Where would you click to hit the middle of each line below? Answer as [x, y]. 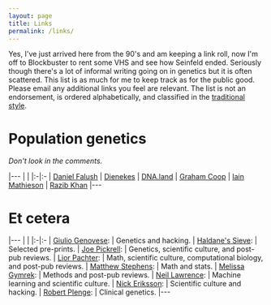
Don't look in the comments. [56, 161]
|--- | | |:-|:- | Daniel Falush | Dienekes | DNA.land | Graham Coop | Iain [127, 177]
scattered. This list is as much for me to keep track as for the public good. [132, 80]
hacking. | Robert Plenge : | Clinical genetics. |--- [90, 292]
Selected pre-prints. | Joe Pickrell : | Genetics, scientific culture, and [122, 249]
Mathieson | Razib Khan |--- [55, 185]
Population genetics [77, 138]
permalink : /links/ [41, 31]
